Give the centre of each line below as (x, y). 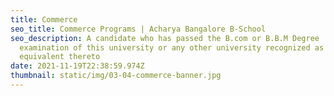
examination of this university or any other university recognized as (172, 47)
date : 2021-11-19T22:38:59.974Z (77, 66)
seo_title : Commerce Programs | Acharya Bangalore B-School (138, 29)
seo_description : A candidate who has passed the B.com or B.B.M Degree (165, 38)
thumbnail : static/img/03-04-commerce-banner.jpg (116, 76)
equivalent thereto (60, 57)
